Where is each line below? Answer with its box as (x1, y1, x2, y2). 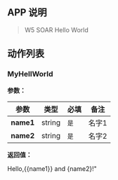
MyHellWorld (7, 69, 53, 79)
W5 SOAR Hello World (24, 25, 89, 34)
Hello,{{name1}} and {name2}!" (7, 164, 97, 173)
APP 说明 (7, 6, 47, 19)
